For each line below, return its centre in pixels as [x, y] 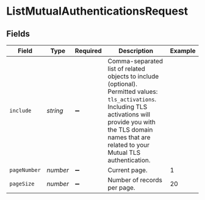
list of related [126, 69]
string [55, 111]
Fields [18, 34]
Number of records [135, 180]
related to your [128, 145]
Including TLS [128, 107]
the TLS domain [130, 130]
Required [88, 51]
